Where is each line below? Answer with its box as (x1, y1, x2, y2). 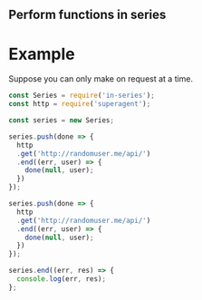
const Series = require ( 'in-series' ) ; (8, 91, 155, 101)
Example (8, 44, 75, 64)
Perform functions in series (8, 7, 167, 23)
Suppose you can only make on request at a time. (8, 73, 194, 84)
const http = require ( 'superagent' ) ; (8, 100, 151, 109)
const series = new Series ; (8, 116, 115, 125)
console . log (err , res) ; (16, 275, 106, 284)
